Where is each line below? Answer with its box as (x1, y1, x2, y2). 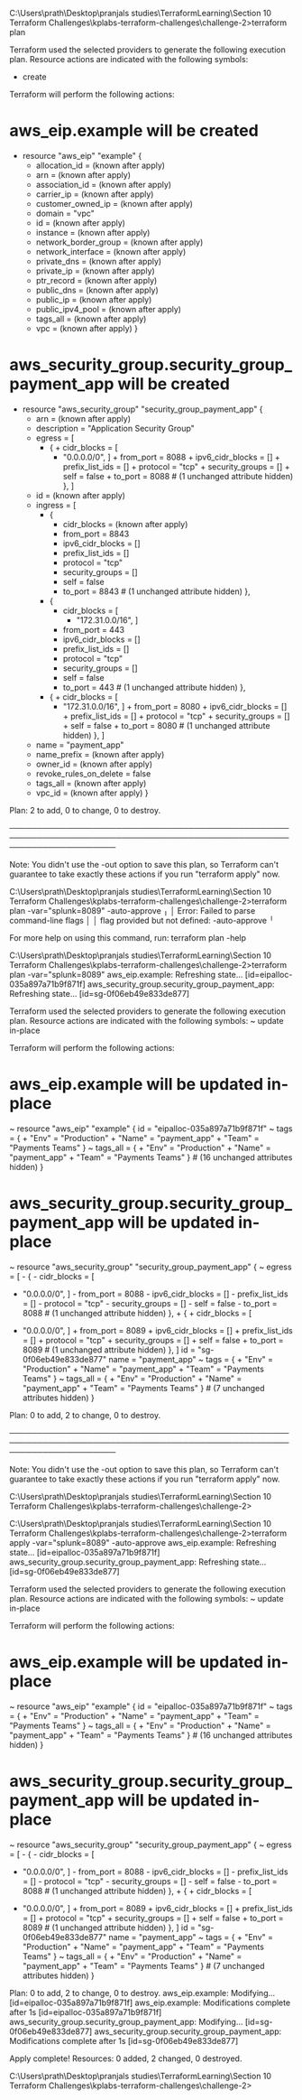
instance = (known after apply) (35, 227, 151, 237)
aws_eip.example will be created (9, 121, 259, 141)
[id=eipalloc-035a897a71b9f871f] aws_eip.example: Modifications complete (9, 1997, 291, 2008)
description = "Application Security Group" (35, 423, 196, 433)
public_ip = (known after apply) (35, 293, 152, 305)
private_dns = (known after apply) (35, 256, 162, 266)
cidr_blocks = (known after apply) (62, 518, 188, 529)
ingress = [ (35, 499, 77, 510)
